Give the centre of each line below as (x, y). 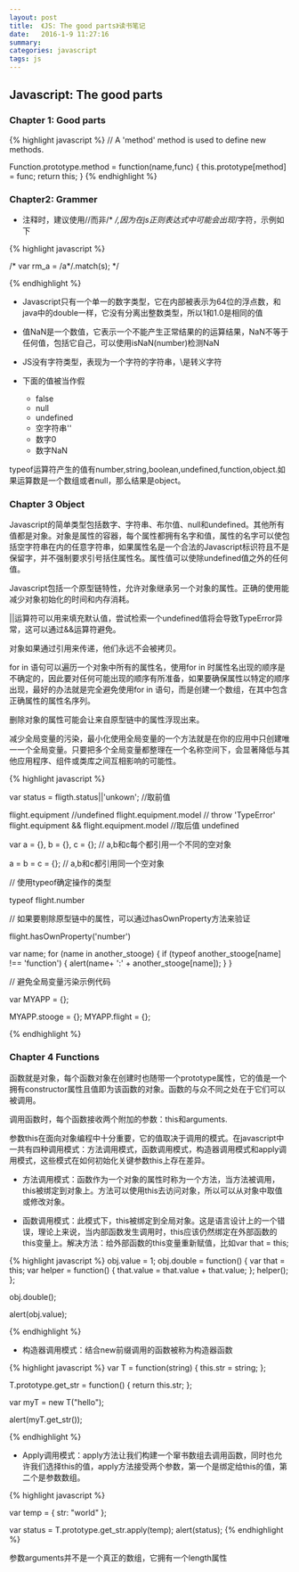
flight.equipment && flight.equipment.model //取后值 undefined (124, 826)
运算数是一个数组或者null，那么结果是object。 (101, 480)
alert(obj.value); (38, 1314)
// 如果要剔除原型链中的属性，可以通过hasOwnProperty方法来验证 (130, 918)
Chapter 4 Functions (54, 1058)
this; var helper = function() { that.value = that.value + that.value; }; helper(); (149, 1270)
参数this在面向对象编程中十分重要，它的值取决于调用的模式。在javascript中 (147, 1138)
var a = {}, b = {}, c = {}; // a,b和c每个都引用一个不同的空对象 (121, 844)
